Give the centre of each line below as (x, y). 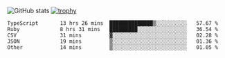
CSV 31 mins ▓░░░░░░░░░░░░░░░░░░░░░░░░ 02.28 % (112, 35)
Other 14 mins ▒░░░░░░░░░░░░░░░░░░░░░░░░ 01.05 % (112, 48)
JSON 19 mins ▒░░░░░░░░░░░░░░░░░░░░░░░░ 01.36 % (112, 41)
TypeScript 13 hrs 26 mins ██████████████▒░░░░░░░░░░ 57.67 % (112, 23)
